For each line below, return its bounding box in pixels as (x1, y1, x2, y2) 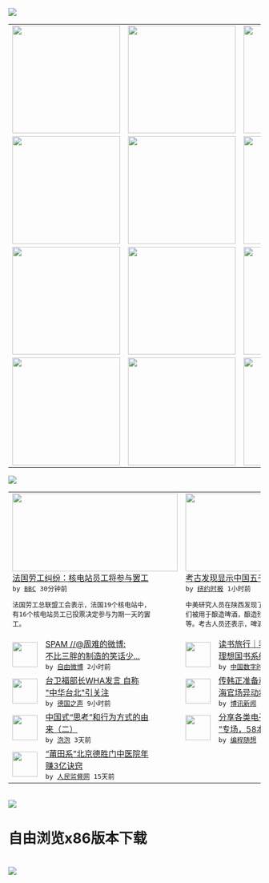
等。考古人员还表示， (185, 619, 251, 628)
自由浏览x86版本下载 (8, 829, 147, 848)
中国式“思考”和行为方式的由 (45, 712, 150, 723)
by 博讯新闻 (219, 700, 257, 708)
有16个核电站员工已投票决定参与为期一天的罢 (12, 610, 151, 619)
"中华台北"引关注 (45, 687, 110, 698)
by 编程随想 (219, 736, 257, 744)
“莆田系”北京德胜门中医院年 (45, 748, 150, 759)
